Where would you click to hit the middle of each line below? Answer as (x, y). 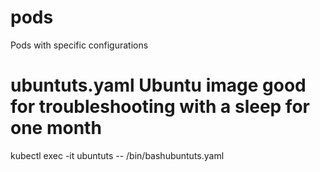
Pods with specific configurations (79, 45)
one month (56, 128)
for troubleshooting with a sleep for (160, 107)
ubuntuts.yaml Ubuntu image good (158, 85)
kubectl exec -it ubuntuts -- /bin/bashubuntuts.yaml (117, 155)
